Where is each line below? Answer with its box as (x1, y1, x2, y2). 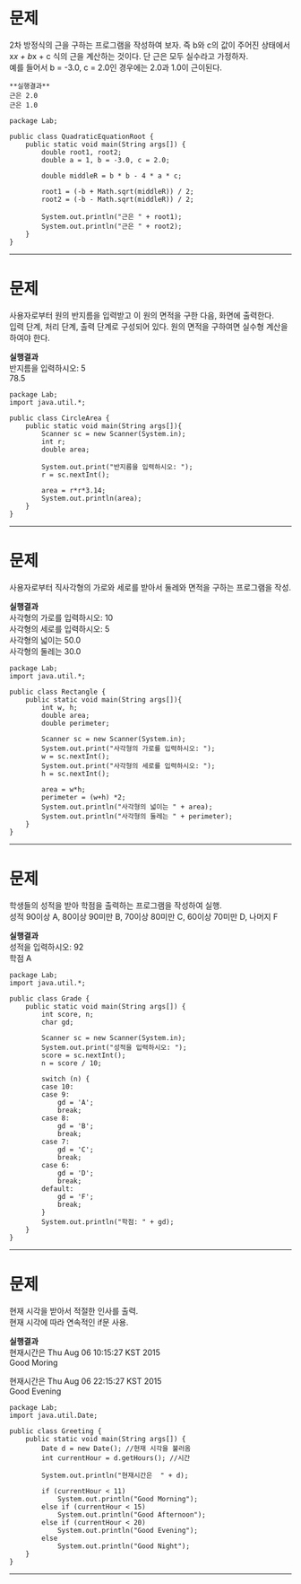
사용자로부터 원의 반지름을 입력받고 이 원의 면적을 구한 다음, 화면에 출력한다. (9, 310, 275, 320)
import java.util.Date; (9, 1411, 99, 1420)
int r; (41, 437, 66, 446)
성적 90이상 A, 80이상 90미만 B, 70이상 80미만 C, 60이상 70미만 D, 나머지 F (9, 911, 279, 922)
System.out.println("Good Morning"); (56, 1494, 199, 1503)
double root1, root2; (41, 147, 123, 157)
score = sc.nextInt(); (41, 1051, 126, 1060)
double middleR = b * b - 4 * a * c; (41, 171, 182, 180)
